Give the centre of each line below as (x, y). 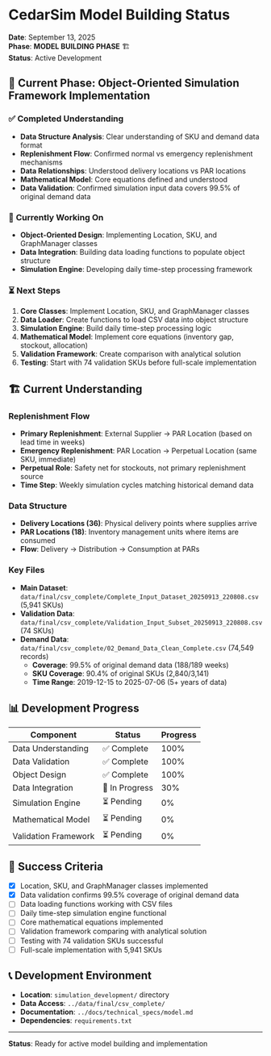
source (32, 476)
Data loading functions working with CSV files (96, 904)
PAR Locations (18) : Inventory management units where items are (129, 532)
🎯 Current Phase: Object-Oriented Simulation (124, 83)
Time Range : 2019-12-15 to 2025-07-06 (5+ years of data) (129, 682)
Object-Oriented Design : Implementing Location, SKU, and (119, 235)
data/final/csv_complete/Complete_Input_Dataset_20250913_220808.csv (140, 597)
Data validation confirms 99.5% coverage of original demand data (129, 895)
